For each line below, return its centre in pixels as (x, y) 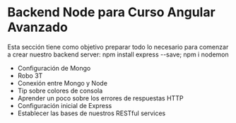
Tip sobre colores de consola (60, 90)
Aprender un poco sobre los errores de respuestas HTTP (100, 98)
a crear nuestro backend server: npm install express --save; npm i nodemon (118, 54)
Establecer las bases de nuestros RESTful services (92, 113)
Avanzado (38, 27)
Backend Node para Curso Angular (111, 12)
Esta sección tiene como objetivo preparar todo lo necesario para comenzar (118, 47)
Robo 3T (30, 76)
